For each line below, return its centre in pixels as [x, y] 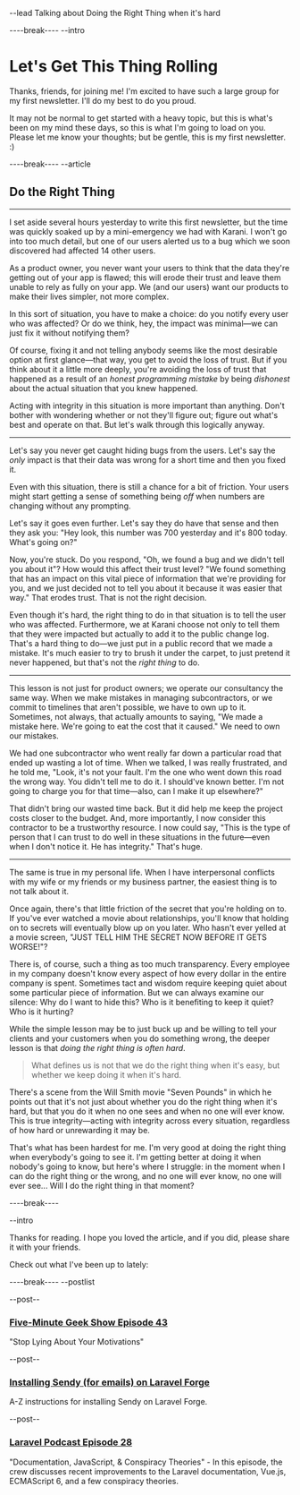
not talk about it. [39, 891]
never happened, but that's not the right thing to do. [104, 662]
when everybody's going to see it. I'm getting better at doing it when [135, 1157]
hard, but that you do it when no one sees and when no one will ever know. [147, 1111]
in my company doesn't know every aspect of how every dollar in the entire [148, 973]
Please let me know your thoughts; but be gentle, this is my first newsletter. [148, 137]
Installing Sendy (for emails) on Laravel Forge [109, 1382]
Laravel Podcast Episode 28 [71, 1442]
